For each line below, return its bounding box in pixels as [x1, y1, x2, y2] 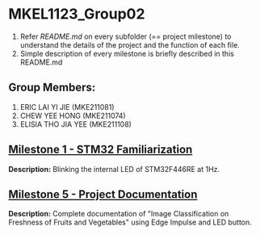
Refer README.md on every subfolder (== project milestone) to [19, 31, 232, 41]
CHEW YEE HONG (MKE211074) [19, 111, 127, 120]
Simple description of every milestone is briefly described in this [19, 48, 234, 58]
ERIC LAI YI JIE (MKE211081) [19, 102, 115, 111]
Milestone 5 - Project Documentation [8, 187, 198, 201]
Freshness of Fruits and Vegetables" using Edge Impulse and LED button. [8, 217, 252, 227]
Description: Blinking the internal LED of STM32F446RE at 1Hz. [8, 164, 220, 174]
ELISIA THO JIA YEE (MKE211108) [19, 119, 132, 129]
